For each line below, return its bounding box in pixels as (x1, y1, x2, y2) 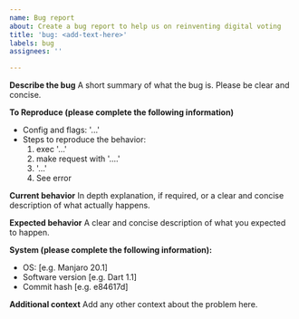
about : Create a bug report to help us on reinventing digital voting (9, 22, 282, 31)
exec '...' (35, 144, 68, 155)
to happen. (9, 227, 50, 238)
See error (35, 173, 72, 184)
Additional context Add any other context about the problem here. (9, 299, 258, 310)
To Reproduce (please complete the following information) (9, 107, 234, 118)
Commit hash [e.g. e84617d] (22, 282, 129, 293)
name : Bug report (9, 13, 75, 23)
